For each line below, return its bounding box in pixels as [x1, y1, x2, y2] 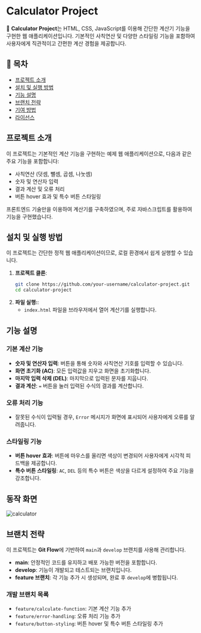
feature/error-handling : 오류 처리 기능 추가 [14, 613, 121, 620]
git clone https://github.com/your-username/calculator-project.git [14, 281, 190, 287]
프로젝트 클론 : [14, 269, 47, 277]
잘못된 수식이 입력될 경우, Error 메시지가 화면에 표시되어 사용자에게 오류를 [14, 413, 189, 421]
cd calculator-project [14, 287, 72, 293]
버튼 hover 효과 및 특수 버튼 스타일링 [14, 193, 101, 200]
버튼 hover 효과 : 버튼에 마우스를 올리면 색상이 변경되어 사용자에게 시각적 [14, 452, 185, 460]
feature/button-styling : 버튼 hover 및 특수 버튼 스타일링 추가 [14, 620, 163, 628]
